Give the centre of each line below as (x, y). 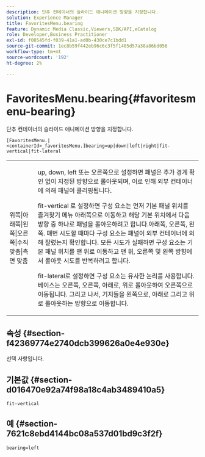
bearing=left (23, 448)
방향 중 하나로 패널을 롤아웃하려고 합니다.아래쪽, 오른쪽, (113, 225)
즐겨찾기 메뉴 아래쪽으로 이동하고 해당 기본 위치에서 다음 (114, 215)
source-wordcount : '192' (38, 57)
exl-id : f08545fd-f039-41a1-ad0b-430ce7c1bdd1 (67, 40)
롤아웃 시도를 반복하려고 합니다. (88, 261)
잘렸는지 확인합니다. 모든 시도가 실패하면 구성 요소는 (115, 243)
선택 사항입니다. (25, 359)
